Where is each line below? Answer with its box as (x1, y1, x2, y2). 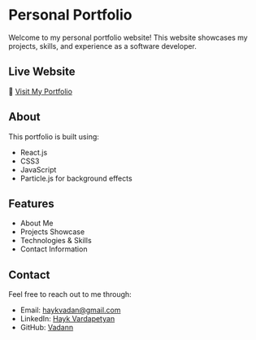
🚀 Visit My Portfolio (8, 86, 73, 96)
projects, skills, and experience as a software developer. (8, 41, 197, 50)
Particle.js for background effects (20, 173, 132, 183)
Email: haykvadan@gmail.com (20, 305, 121, 315)
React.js (20, 147, 48, 157)
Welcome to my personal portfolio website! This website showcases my (8, 33, 248, 42)
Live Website (8, 65, 76, 79)
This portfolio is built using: (8, 132, 100, 142)
